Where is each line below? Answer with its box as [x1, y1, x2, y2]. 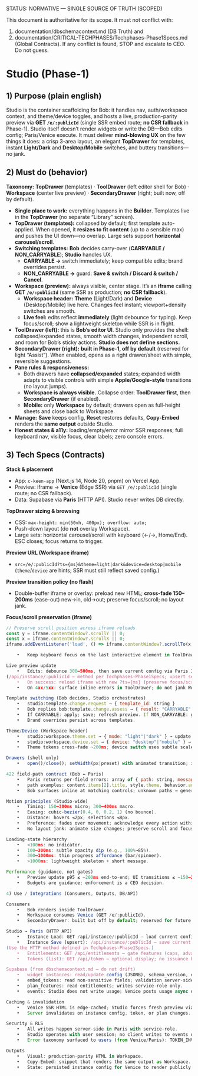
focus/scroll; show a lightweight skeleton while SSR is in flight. [23, 320, 175, 327]
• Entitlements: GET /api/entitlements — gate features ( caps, [16, 950, 181, 956]
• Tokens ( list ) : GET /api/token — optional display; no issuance [16, 956, 189, 961]
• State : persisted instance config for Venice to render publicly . [16, 1064, 194, 1070]
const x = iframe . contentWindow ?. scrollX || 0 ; [6, 636, 126, 642]
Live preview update [6, 663, 57, 669]
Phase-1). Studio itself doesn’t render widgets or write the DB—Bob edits [6, 125, 183, 132]
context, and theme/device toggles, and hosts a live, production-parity [6, 113, 178, 120]
